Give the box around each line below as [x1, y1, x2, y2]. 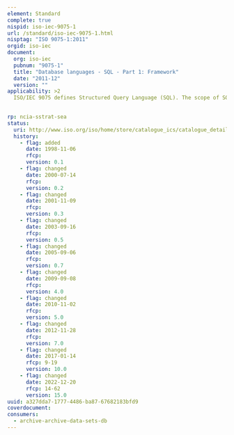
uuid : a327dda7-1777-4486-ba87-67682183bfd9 [7, 398, 139, 405]
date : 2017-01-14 [25, 353, 77, 360]
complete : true [7, 17, 52, 24]
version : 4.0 [25, 288, 64, 295]
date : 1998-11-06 [25, 145, 77, 153]
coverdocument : [7, 404, 52, 411]
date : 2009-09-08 [25, 275, 77, 282]
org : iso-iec [13, 56, 52, 63]
